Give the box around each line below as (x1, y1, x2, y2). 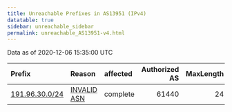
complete (104, 89, 135, 99)
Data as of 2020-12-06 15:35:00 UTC (7, 48, 113, 57)
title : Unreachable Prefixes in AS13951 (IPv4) (7, 10, 147, 17)
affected (104, 69, 133, 79)
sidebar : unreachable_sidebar (7, 23, 95, 30)
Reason (70, 69, 96, 79)
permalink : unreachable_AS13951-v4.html (7, 29, 126, 37)
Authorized (141, 65, 180, 75)
